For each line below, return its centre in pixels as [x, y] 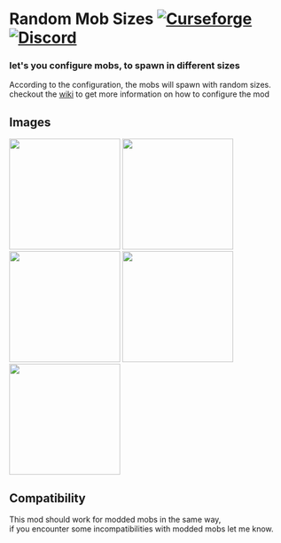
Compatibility [47, 498]
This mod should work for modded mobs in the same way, [115, 520]
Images [30, 122]
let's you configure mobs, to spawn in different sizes [125, 66]
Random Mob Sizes [82, 19]
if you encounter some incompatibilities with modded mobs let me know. [141, 529]
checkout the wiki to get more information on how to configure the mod [140, 94]
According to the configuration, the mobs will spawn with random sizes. [140, 85]
